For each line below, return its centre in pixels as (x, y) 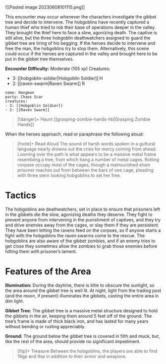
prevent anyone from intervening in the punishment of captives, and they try (83, 219)
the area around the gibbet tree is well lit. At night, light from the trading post (83, 291)
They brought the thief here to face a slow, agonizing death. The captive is (81, 33)
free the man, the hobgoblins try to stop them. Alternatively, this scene (77, 48)
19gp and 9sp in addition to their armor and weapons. (72, 356)
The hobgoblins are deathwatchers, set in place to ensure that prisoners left (83, 209)
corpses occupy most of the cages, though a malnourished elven (84, 165)
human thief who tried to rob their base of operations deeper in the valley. (81, 27)
